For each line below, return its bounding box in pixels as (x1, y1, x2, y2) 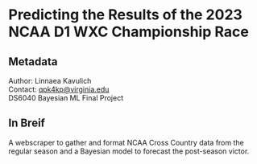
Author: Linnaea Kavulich (8, 76, 92, 85)
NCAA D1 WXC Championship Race (8, 23, 250, 41)
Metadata (8, 55, 58, 68)
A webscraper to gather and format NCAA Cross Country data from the (8, 137, 244, 147)
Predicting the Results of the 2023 (8, 6, 243, 24)
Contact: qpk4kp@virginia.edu (8, 84, 110, 94)
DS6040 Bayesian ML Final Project (8, 93, 123, 102)
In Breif (8, 117, 46, 130)
